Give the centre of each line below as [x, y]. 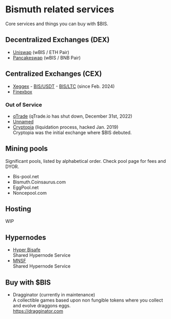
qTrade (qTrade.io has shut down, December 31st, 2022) [72, 116]
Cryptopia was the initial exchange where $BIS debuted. [72, 133]
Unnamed [23, 121]
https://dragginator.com [38, 311]
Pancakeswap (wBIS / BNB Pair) [47, 58]
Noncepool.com [30, 193]
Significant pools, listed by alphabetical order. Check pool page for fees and [85, 161]
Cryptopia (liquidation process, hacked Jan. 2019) [65, 127]
